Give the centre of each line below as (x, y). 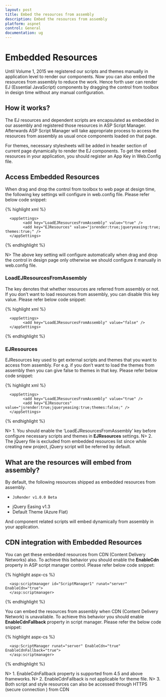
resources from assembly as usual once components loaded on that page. (81, 136)
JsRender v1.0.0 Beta (34, 497)
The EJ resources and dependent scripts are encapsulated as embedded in (82, 120)
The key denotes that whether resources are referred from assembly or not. (82, 289)
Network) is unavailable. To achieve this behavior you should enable (75, 616)
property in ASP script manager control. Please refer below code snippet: (80, 565)
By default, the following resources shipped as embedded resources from (81, 482)
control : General (23, 28)
